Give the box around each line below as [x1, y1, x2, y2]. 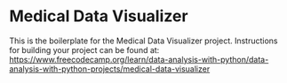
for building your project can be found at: [9, 44, 160, 55]
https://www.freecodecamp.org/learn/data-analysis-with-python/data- [9, 54, 269, 64]
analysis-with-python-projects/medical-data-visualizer [9, 64, 211, 74]
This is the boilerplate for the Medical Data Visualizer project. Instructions [9, 35, 278, 46]
